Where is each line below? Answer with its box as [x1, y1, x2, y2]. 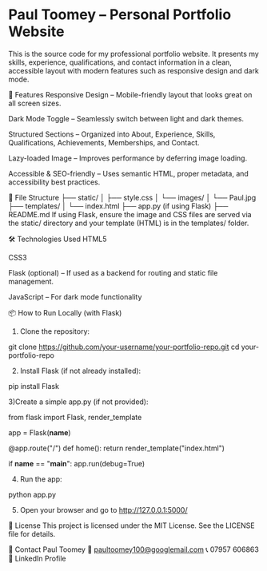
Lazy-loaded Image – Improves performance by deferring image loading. [8, 153, 248, 163]
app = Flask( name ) [8, 427, 71, 437]
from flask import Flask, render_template [8, 412, 142, 422]
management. [8, 276, 54, 286]
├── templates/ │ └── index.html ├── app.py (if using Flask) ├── [8, 201, 229, 211]
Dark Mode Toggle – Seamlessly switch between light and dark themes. [8, 113, 245, 123]
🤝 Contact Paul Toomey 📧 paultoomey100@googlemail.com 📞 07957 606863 [8, 545, 260, 554]
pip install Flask [8, 381, 60, 391]
